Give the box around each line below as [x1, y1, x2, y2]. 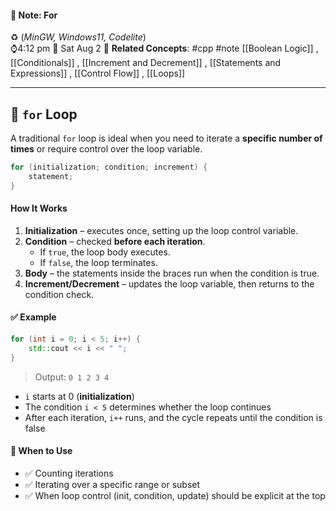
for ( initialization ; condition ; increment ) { [10, 162, 208, 173]
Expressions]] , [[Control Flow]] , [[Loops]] [10, 67, 186, 80]
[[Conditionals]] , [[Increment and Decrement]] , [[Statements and [10, 57, 282, 69]
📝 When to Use [10, 445, 73, 457]
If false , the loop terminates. [39, 256, 158, 268]
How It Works [10, 202, 68, 215]
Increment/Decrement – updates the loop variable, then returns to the [24, 277, 315, 290]
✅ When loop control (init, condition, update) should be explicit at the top [24, 489, 326, 501]
